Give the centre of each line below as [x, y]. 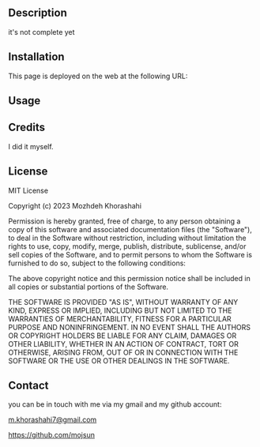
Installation [36, 57]
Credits [27, 128]
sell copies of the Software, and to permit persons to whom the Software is [130, 254]
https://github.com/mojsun [51, 435]
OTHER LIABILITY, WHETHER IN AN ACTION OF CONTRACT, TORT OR [123, 344]
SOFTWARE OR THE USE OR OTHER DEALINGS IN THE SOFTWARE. [119, 361]
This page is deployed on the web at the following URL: [98, 76]
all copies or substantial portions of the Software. [88, 287]
